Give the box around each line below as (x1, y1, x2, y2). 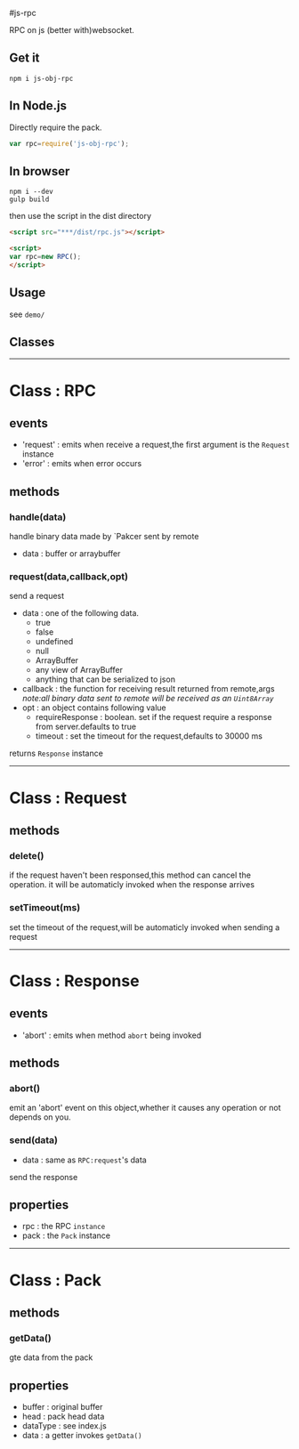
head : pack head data (21, 1411, 105, 1422)
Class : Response (9, 970, 140, 991)
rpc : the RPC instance (21, 1221, 106, 1232)
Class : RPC (9, 380, 96, 401)
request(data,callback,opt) (9, 571, 129, 583)
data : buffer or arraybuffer (21, 548, 121, 559)
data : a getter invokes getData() (21, 1430, 142, 1441)
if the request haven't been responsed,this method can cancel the (9, 870, 252, 880)
